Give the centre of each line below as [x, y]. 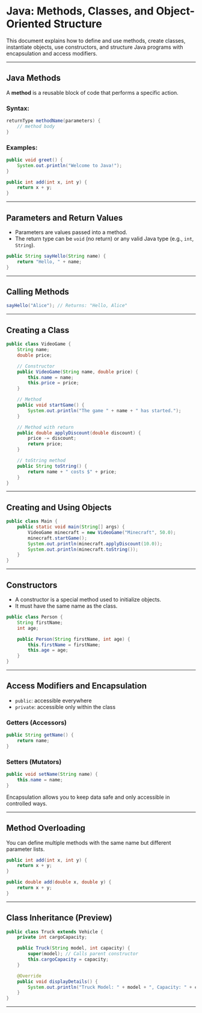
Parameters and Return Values [65, 218]
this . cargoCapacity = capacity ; [69, 960]
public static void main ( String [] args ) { [71, 527]
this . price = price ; [54, 383]
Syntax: [18, 108]
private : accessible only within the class [65, 707]
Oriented [29, 24]
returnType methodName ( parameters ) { [54, 121]
